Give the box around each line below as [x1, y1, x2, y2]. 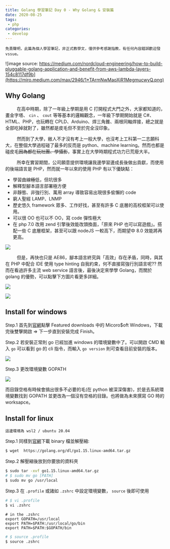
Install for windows [5, 308, 67, 316]
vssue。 [5, 52, 21, 57]
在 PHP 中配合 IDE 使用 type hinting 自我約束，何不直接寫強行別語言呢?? [5, 261, 157, 267]
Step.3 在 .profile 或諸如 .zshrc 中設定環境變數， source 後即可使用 [5, 488, 149, 494]
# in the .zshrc [5, 512, 40, 517]
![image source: [5, 61, 38, 66]
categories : [5, 27, 31, 32]
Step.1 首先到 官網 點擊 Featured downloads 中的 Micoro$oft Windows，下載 [5, 322, 163, 328]
